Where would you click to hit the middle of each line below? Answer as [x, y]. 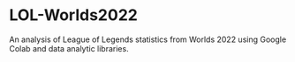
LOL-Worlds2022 [74, 15]
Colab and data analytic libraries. [69, 48]
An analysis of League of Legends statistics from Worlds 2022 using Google [148, 39]
